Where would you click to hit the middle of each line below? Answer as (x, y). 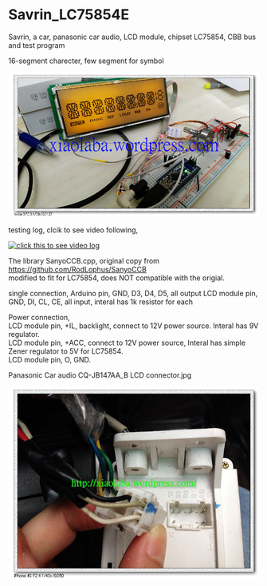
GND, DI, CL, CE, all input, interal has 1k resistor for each (101, 302)
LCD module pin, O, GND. (50, 360)
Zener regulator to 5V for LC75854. (66, 351)
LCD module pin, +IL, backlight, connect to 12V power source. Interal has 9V (133, 326)
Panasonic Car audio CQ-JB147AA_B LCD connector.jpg (100, 375)
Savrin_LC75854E (69, 15)
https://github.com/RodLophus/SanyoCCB (78, 270)
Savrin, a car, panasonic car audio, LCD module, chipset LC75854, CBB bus (132, 37)
